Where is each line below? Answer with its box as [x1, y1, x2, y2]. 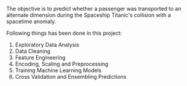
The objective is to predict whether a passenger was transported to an [6, 5, 182, 12]
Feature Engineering [14, 54, 66, 61]
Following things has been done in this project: [6, 29, 122, 37]
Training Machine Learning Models [14, 67, 102, 74]
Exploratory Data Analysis [14, 41, 80, 48]
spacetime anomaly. [6, 18, 56, 25]
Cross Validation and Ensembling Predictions [14, 73, 127, 80]
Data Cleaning [14, 48, 51, 55]
